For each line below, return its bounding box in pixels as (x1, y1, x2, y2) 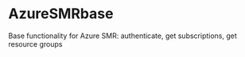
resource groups (8, 39, 63, 48)
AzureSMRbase (8, 5, 114, 23)
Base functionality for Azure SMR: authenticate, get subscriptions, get (8, 31, 237, 40)
